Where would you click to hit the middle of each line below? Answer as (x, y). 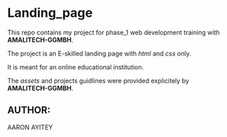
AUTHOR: (29, 110)
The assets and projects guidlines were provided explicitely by (98, 80)
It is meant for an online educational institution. (76, 67)
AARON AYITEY (30, 127)
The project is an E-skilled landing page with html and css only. (99, 53)
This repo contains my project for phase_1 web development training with (114, 32)
